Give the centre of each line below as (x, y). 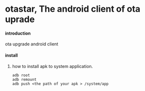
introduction (18, 33)
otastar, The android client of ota (73, 9)
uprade (20, 19)
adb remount (24, 79)
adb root (21, 75)
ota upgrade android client (32, 44)
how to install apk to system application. (52, 66)
